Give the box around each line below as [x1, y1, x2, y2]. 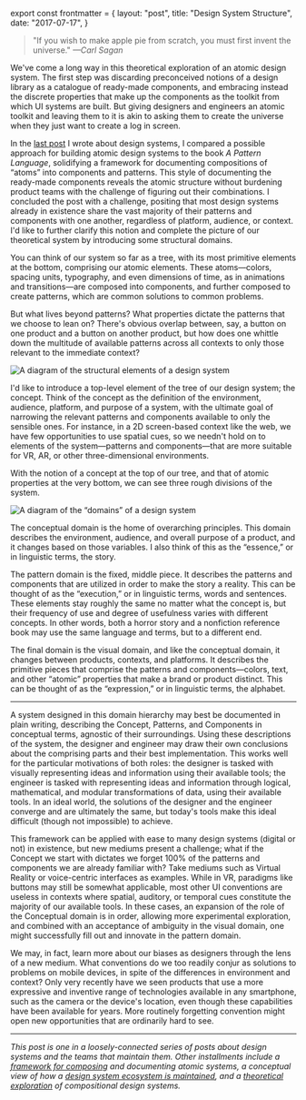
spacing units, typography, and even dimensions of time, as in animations [10, 272, 285, 282]
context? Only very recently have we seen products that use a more [10, 977, 264, 987]
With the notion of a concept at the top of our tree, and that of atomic [10, 468, 270, 479]
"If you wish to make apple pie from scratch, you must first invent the [32, 35, 291, 45]
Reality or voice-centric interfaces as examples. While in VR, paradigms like [10, 873, 293, 883]
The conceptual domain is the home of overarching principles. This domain [10, 522, 291, 533]
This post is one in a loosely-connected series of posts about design [10, 1042, 267, 1052]
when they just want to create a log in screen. [10, 120, 181, 131]
